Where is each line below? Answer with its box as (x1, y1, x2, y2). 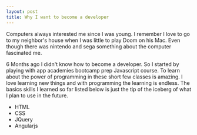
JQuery (14, 116, 34, 123)
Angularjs (14, 122, 38, 129)
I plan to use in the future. (6, 92, 69, 99)
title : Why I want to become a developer (6, 14, 109, 20)
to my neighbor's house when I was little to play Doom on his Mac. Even (6, 37, 181, 44)
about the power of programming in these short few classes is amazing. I (6, 73, 183, 80)
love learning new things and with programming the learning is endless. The (6, 79, 190, 86)
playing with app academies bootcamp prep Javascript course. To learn (6, 67, 181, 74)
